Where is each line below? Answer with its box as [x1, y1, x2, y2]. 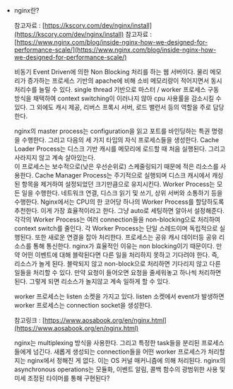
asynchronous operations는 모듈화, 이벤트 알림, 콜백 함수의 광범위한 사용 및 [13, 365, 226, 373]
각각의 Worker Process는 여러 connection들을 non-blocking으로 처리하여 [13, 215, 221, 223]
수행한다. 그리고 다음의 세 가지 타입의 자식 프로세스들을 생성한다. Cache [21, 136, 220, 144]
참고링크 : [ [13, 316, 45, 324]
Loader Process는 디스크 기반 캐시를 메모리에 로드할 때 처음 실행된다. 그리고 [13, 144, 226, 153]
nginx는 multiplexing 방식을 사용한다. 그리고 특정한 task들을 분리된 [13, 339, 200, 347]
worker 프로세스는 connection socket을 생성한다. [13, 301, 153, 309]
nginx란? [13, 6, 40, 14]
